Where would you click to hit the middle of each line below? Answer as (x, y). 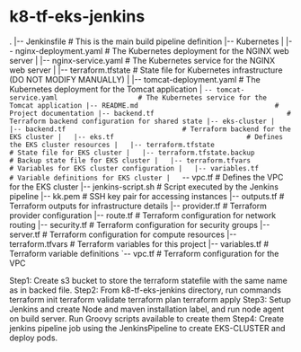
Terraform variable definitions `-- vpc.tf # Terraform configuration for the (144, 253)
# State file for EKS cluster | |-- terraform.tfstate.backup (132, 153)
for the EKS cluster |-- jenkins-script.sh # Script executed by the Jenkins (144, 187)
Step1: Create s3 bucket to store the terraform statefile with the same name (148, 280)
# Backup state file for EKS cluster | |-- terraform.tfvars (130, 160)
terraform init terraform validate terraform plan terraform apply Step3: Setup (150, 299)
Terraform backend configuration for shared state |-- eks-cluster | (142, 121)
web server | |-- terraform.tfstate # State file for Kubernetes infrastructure (146, 70)
